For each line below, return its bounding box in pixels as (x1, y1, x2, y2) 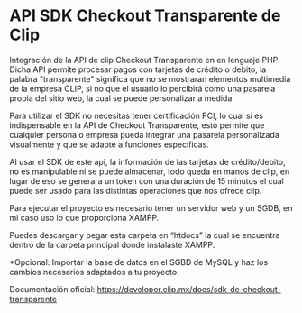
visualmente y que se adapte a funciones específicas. (9, 139, 209, 150)
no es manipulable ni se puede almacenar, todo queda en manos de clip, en (9, 166, 290, 177)
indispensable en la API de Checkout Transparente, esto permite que (9, 119, 265, 131)
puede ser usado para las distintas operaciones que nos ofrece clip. (9, 185, 262, 196)
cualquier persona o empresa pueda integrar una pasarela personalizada (9, 129, 279, 140)
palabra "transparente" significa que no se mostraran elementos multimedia (9, 73, 291, 84)
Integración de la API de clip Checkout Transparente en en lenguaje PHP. (9, 54, 280, 65)
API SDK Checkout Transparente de (9, 5, 281, 26)
